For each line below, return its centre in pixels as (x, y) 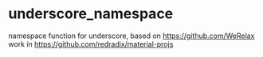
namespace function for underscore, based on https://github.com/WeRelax (131, 36)
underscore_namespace (91, 14)
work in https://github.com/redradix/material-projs (91, 44)
